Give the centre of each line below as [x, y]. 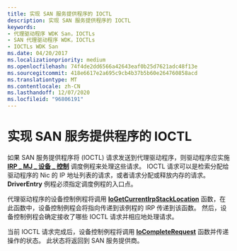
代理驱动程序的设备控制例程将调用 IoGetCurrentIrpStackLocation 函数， [114, 199]
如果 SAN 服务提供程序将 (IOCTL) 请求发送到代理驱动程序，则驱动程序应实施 [118, 157]
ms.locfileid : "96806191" [45, 100]
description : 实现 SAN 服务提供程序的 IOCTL [69, 21]
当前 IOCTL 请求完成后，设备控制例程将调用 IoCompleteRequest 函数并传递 [118, 231]
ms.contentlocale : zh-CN [44, 86]
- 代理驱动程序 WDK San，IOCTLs [51, 34]
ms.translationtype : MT [42, 80]
